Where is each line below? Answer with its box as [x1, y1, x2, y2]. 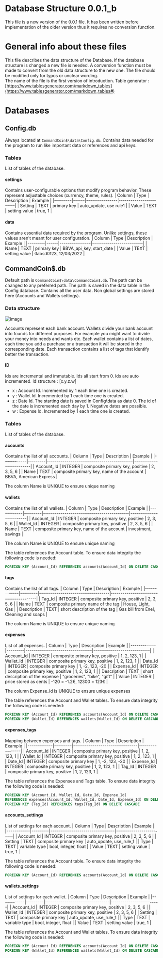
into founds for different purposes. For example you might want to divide [5, 330, 150, 336]
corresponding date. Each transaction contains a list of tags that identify [5, 346, 149, 352]
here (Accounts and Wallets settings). [5, 293, 80, 299]
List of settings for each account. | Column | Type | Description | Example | [5, 823, 154, 828]
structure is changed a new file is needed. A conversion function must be [5, 62, 151, 68]
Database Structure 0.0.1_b [5, 3, 117, 14]
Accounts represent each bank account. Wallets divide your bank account [5, 325, 153, 331]
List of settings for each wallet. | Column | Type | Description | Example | [5, 893, 150, 900]
